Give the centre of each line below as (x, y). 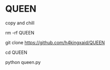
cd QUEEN (16, 52)
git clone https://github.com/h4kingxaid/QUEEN (55, 42)
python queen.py (23, 62)
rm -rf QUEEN (20, 32)
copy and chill (20, 23)
